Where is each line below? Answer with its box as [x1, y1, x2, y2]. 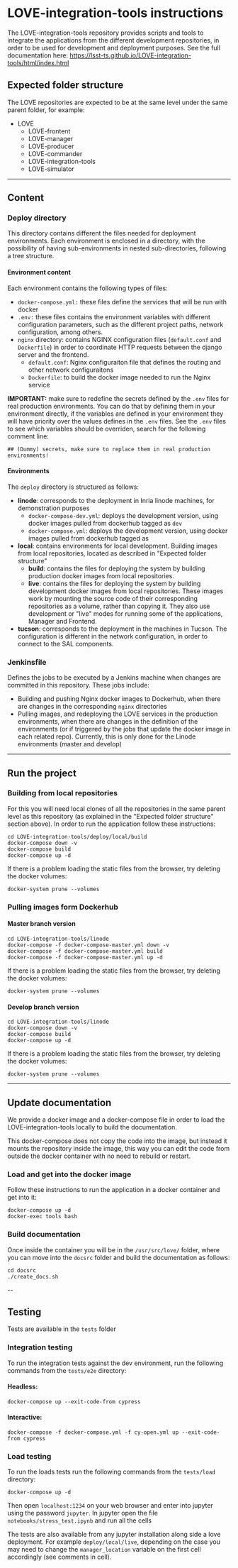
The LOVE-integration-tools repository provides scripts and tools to [7, 28, 204, 37]
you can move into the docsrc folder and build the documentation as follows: [7, 1253, 230, 1261]
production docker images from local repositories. [28, 571, 175, 580]
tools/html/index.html [7, 58, 69, 67]
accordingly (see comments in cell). [7, 1552, 112, 1562]
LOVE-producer [28, 142, 74, 150]
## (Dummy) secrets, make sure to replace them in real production [7, 446, 211, 453]
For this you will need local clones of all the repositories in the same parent [7, 804, 226, 813]
